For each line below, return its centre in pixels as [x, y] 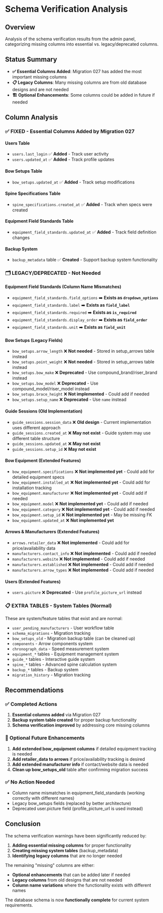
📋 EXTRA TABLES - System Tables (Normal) [59, 606]
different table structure [36, 438]
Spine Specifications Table [33, 194]
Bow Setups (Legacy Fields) [34, 340]
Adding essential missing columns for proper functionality [72, 845]
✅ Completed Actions [31, 704]
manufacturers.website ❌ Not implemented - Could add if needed [79, 559]
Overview [20, 27]
